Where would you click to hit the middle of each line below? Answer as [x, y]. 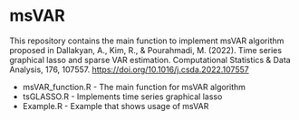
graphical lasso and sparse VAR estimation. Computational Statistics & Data [150, 60]
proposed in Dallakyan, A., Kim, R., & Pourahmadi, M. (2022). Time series [146, 50]
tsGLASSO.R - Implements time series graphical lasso [122, 97]
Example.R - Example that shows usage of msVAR [116, 106]
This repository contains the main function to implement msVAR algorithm [147, 41]
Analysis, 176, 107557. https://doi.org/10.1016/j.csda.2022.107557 [129, 69]
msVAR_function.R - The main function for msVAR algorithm [134, 87]
